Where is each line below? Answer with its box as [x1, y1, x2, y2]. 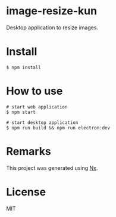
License [6, 185, 46, 199]
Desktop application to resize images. [6, 24, 99, 31]
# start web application [6, 104, 68, 110]
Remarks [6, 145, 52, 158]
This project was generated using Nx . [6, 164, 98, 171]
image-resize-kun [6, 4, 97, 18]
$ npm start [6, 109, 36, 115]
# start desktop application [6, 119, 79, 126]
